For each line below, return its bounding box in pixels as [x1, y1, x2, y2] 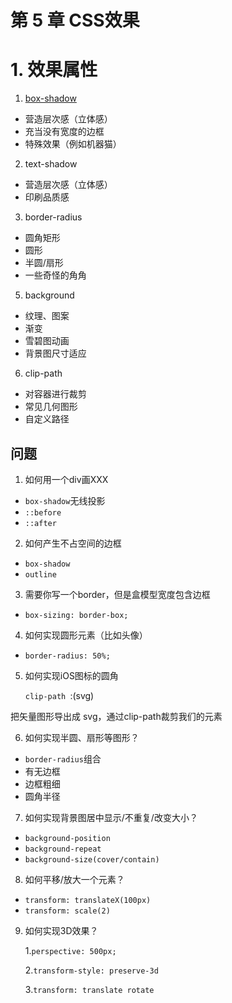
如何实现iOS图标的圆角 [24, 669, 119, 681]
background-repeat [24, 844, 102, 854]
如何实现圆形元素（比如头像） [24, 629, 148, 641]
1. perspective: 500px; [24, 944, 117, 956]
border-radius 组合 [24, 752, 102, 765]
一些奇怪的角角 [24, 269, 87, 281]
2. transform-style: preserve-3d [24, 964, 159, 976]
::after [24, 518, 57, 528]
